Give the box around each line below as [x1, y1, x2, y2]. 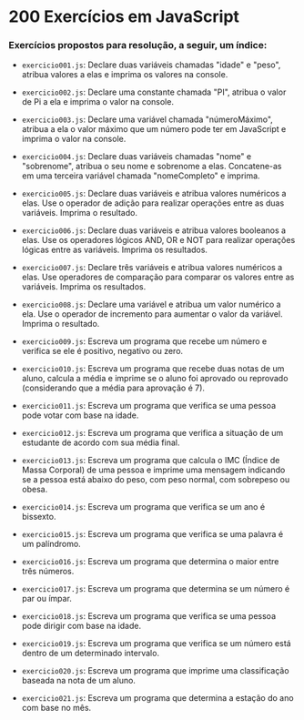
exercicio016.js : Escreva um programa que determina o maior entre [21, 556, 279, 567]
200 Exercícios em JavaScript [8, 6, 240, 27]
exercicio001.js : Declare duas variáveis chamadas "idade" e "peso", [21, 59, 281, 70]
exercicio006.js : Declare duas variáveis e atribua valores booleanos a [21, 225, 287, 236]
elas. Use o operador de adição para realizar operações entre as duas [21, 198, 285, 208]
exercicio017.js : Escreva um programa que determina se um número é [21, 583, 290, 594]
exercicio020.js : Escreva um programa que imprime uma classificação [21, 665, 289, 676]
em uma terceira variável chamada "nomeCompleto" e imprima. [21, 170, 260, 181]
